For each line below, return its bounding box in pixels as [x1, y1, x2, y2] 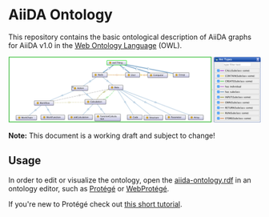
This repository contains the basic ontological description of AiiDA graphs [8, 32, 252, 42]
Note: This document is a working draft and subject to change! [8, 131, 216, 140]
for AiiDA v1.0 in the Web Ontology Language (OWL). [8, 40, 183, 50]
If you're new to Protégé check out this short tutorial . [8, 199, 183, 209]
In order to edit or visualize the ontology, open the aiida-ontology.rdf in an [8, 175, 252, 185]
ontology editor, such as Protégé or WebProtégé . [8, 183, 170, 193]
